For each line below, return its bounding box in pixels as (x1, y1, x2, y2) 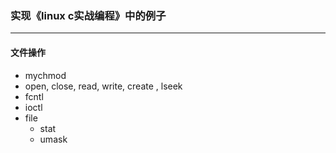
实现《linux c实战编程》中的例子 (10, 8, 167, 22)
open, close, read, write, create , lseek (24, 80, 183, 92)
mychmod (24, 69, 67, 81)
